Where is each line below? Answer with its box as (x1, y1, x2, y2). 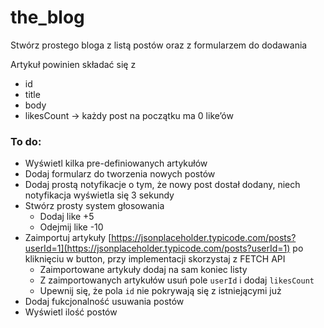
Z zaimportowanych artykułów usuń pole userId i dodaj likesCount (39, 274, 315, 286)
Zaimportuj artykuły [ (24, 232, 112, 244)
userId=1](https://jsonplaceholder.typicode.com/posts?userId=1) (24, 242, 291, 255)
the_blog (10, 6, 85, 29)
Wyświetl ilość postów (24, 306, 118, 318)
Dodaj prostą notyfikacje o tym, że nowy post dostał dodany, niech (24, 179, 301, 191)
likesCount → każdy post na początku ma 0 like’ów (24, 109, 234, 121)
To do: (10, 134, 42, 148)
